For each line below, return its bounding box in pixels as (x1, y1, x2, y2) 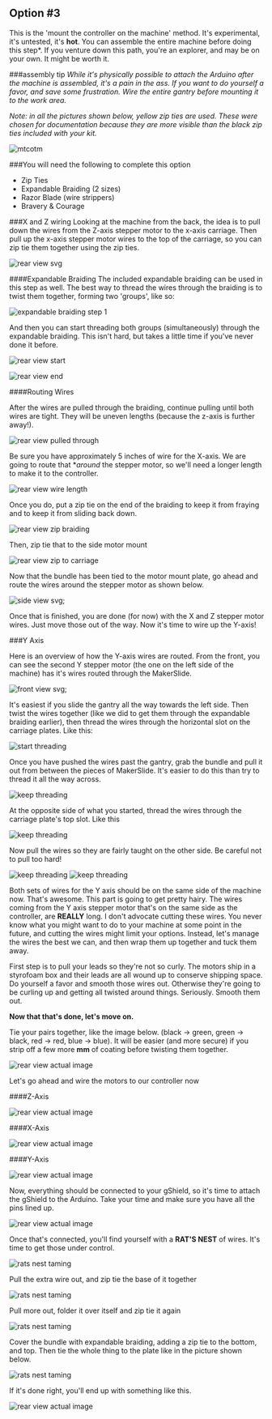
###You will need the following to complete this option (9, 160, 191, 169)
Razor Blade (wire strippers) (20, 192, 115, 202)
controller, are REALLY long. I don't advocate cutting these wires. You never (9, 911, 262, 921)
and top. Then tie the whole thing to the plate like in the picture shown (9, 1345, 242, 1355)
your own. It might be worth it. (9, 53, 110, 63)
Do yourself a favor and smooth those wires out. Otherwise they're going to (9, 978, 261, 988)
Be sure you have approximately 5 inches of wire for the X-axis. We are (9, 451, 246, 461)
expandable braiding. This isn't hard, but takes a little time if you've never (9, 331, 254, 341)
